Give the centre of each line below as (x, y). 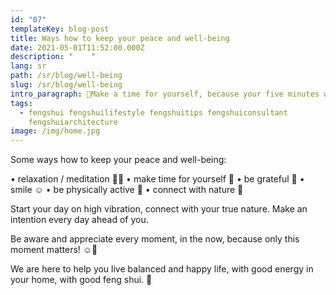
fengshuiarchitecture (73, 122)
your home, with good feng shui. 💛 (81, 280)
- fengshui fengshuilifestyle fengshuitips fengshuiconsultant (153, 112)
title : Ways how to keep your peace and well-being (120, 38)
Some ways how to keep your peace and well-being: (118, 160)
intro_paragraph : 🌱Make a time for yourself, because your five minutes (165, 94)
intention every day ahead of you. (79, 220)
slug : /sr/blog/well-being (66, 85)
